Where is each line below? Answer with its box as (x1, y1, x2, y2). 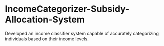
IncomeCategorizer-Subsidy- (5, 3, 130, 15)
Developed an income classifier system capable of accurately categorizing (5, 30, 159, 36)
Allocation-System (5, 14, 85, 25)
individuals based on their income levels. (5, 36, 89, 42)
